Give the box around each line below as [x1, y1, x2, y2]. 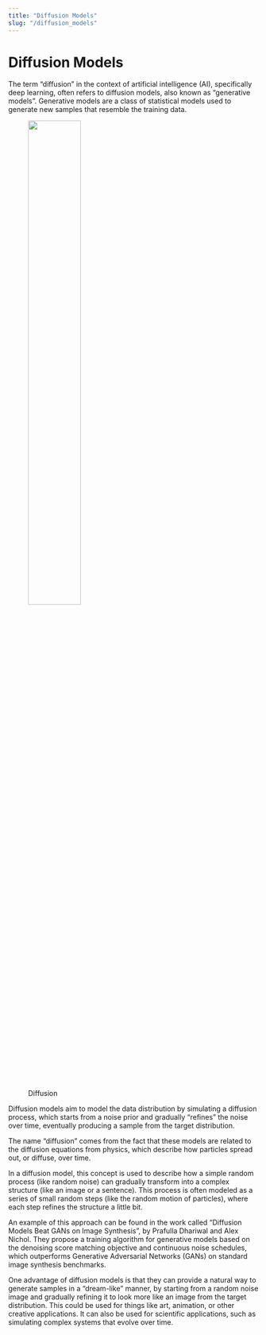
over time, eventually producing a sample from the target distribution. [8, 1121, 235, 1131]
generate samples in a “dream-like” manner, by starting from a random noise [8, 1284, 259, 1294]
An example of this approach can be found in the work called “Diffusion [8, 1217, 242, 1228]
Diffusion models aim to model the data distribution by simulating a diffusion [8, 1104, 257, 1113]
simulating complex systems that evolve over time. [8, 1318, 174, 1327]
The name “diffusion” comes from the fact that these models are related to [8, 1136, 252, 1146]
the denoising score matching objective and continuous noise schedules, [8, 1243, 248, 1252]
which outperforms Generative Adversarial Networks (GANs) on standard [8, 1252, 248, 1261]
